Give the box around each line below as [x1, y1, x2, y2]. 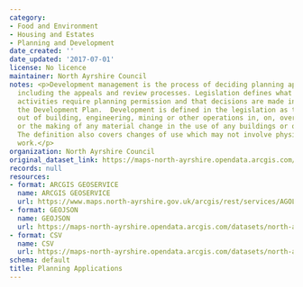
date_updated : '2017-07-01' [9, 55, 115, 64]
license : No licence [9, 64, 87, 73]
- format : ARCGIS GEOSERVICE [9, 181, 119, 190]
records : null [9, 164, 63, 173]
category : [9, 13, 47, 22]
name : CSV [17, 239, 54, 248]
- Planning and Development [9, 38, 115, 48]
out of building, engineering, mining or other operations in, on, [17, 113, 277, 122]
